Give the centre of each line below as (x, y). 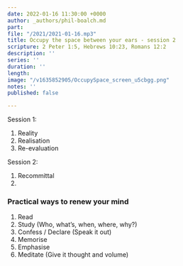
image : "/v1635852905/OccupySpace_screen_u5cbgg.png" (89, 80)
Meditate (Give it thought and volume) (73, 255)
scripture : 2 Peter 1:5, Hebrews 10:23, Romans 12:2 (87, 47)
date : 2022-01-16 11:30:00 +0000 (57, 14)
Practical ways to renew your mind (68, 201)
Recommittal (36, 176)
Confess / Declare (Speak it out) (65, 232)
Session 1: (22, 120)
